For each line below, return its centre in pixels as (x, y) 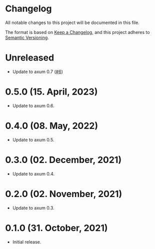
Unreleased (30, 58)
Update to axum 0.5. (33, 139)
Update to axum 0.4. (33, 173)
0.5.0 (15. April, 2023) (51, 92)
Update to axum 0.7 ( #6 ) (38, 71)
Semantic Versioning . (27, 37)
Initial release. (27, 242)
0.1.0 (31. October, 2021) (56, 228)
